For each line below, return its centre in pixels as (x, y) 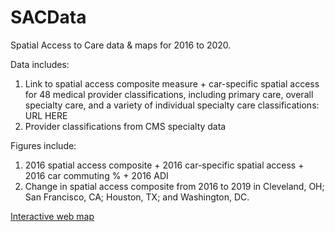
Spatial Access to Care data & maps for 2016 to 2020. (121, 45)
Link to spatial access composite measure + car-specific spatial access (172, 83)
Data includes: (40, 64)
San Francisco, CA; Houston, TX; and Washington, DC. (137, 197)
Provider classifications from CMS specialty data (125, 126)
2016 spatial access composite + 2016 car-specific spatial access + (164, 165)
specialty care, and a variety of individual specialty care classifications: (172, 105)
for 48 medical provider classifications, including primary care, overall (169, 94)
